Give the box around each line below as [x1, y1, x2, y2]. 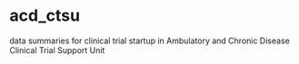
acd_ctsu [9, 5, 80, 26]
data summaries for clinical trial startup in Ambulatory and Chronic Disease [9, 35, 291, 46]
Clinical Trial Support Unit [9, 44, 105, 55]
